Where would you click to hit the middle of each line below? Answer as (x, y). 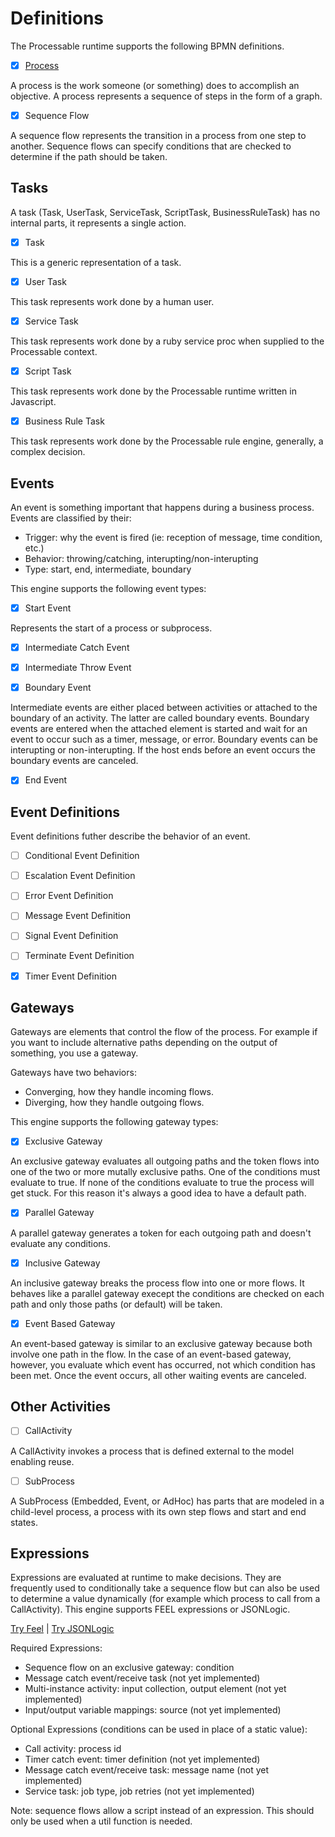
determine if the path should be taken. (89, 157)
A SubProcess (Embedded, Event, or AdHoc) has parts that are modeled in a (167, 1501)
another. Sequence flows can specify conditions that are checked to (151, 146)
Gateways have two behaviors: (73, 1073)
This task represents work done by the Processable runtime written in (153, 391)
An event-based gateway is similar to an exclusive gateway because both (161, 1343)
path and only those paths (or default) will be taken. (116, 1304)
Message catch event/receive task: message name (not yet (147, 1770)
